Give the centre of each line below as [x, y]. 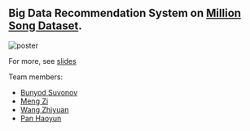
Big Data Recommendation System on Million [125, 13]
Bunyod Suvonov [49, 92]
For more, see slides [43, 61]
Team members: [36, 77]
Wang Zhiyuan [44, 109]
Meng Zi [34, 101]
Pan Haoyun [41, 118]
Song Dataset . [46, 26]
